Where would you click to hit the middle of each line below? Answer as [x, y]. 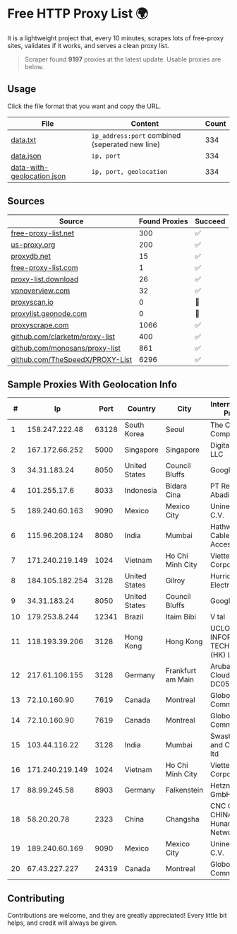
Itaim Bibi [181, 617]
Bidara [176, 486]
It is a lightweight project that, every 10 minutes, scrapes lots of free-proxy [116, 38]
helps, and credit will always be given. [62, 923]
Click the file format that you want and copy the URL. [84, 106]
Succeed [210, 221]
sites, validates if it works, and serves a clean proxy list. [88, 45]
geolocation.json [38, 176]
